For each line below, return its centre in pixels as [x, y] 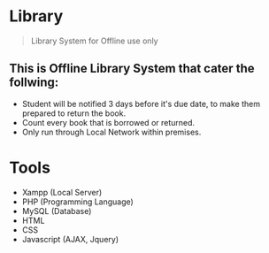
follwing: [34, 83]
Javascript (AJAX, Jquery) [70, 239]
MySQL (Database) [57, 211]
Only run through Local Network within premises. [111, 132]
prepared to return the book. [74, 113]
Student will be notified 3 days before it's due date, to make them [141, 103]
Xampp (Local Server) [62, 192]
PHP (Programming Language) [78, 202]
